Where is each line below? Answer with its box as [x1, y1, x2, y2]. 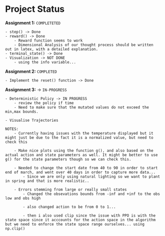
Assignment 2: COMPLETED [5, 68, 57, 74]
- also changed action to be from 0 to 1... [23, 204, 116, 209]
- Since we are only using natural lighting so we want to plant [23, 174, 161, 179]
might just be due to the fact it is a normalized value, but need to [5, 135, 154, 140]
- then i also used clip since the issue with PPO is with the [23, 213, 156, 218]
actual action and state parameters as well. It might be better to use [5, 152, 158, 157]
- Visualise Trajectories [5, 118, 58, 123]
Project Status [5, 3, 65, 15]
